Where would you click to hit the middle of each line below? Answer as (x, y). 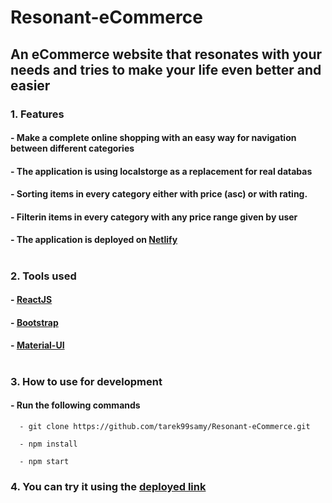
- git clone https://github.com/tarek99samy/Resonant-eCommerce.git (165, 426)
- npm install (48, 444)
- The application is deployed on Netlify (94, 240)
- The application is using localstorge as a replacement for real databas (161, 171)
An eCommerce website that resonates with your (166, 54)
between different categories (72, 148)
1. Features (37, 114)
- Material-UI (37, 345)
